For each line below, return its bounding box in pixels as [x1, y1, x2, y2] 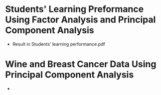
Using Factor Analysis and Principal [5, 14, 156, 25]
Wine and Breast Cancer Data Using [5, 59, 157, 70]
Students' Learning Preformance [5, 3, 144, 15]
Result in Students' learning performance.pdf [12, 41, 106, 47]
